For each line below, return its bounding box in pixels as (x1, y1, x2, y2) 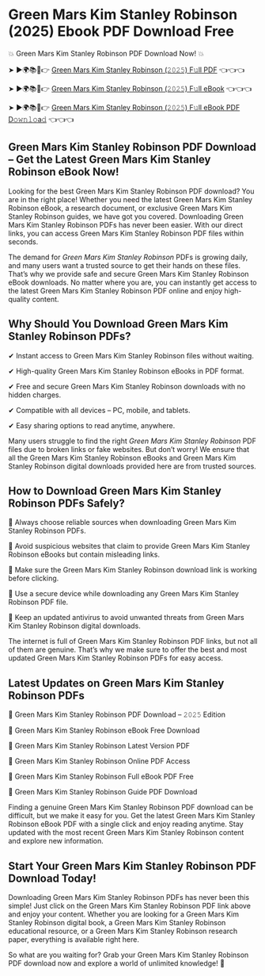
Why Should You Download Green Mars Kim (8, 317, 229, 331)
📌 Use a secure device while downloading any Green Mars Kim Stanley (8, 589, 240, 599)
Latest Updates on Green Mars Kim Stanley (8, 676, 225, 690)
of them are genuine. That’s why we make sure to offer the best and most (8, 645, 248, 655)
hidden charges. (8, 390, 62, 400)
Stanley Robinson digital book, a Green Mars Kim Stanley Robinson (8, 918, 226, 927)
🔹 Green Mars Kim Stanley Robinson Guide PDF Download (8, 787, 198, 797)
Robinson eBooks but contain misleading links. (8, 549, 161, 560)
